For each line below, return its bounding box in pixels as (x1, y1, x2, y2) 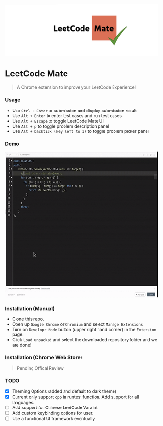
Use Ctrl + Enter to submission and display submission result (12, 108, 137, 113)
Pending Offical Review (16, 365, 64, 371)
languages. (12, 399, 35, 405)
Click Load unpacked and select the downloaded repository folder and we (12, 337, 158, 343)
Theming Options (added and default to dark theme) (12, 389, 117, 394)
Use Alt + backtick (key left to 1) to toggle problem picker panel (12, 128, 149, 134)
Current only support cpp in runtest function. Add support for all (12, 394, 139, 400)
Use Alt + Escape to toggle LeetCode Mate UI (12, 118, 104, 124)
